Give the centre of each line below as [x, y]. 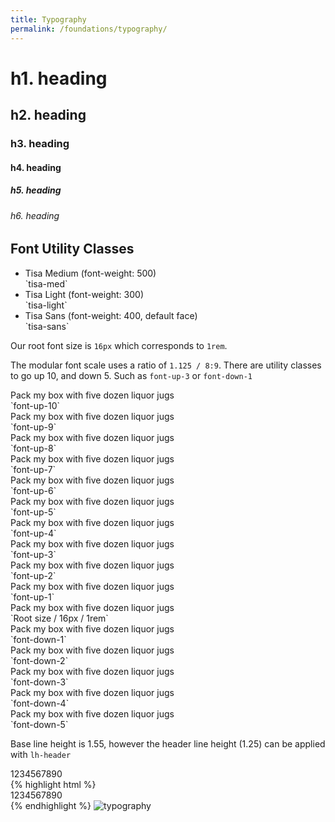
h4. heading [36, 167]
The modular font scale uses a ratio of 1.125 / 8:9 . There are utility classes [166, 365]
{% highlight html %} [53, 784]
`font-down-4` [40, 703]
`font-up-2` [33, 575]
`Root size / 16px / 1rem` [59, 618]
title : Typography [48, 19]
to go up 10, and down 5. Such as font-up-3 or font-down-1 [131, 375]
